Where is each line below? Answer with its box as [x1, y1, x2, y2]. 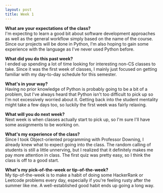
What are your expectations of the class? [5, 25, 91, 31]
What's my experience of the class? [5, 131, 80, 137]
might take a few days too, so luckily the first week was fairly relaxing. [5, 102, 147, 108]
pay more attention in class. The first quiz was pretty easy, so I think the [5, 152, 151, 158]
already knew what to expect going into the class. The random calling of [5, 141, 151, 147]
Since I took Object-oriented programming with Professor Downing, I [5, 136, 144, 142]
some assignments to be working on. [5, 121, 80, 128]
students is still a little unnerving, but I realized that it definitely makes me [5, 147, 154, 153]
